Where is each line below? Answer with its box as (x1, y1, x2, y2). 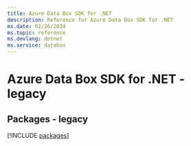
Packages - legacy (7, 113, 88, 125)
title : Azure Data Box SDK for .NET (7, 10, 112, 17)
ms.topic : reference (7, 29, 67, 36)
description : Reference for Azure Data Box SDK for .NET (7, 16, 174, 23)
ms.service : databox (7, 42, 67, 49)
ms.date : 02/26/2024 (7, 23, 67, 29)
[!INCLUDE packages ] (7, 132, 69, 139)
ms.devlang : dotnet (7, 36, 63, 42)
